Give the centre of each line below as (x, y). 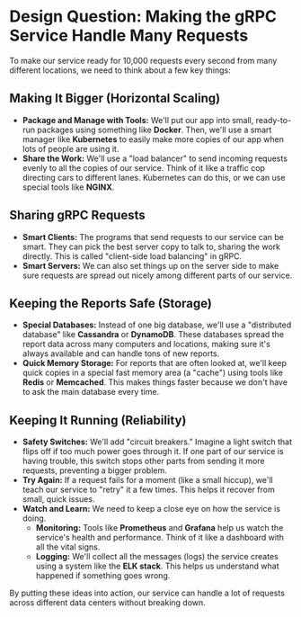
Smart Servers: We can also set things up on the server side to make (150, 265)
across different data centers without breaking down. (108, 603)
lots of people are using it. (71, 148)
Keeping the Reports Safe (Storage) (111, 303)
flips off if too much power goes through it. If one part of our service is (153, 452)
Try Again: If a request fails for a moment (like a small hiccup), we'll (147, 480)
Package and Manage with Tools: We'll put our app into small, (138, 120)
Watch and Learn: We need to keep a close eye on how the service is (151, 509)
